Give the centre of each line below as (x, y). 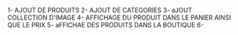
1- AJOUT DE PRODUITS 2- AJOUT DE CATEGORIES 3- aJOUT (100, 10)
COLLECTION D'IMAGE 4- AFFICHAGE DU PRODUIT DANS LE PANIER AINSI (119, 17)
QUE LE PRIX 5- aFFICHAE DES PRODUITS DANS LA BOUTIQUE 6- (106, 25)
